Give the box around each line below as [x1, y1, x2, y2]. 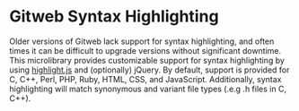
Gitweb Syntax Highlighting [9, 6, 219, 27]
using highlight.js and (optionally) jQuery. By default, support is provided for [9, 64, 290, 75]
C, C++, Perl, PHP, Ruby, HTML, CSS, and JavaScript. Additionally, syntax [9, 73, 282, 84]
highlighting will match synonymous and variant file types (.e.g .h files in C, [9, 83, 287, 94]
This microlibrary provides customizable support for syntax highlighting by [9, 55, 286, 65]
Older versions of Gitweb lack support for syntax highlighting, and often [9, 36, 275, 47]
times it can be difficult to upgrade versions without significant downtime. [9, 45, 282, 55]
